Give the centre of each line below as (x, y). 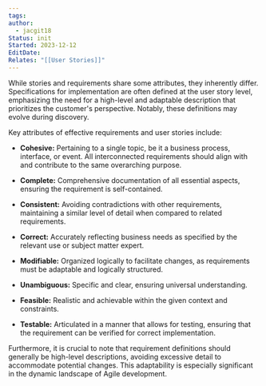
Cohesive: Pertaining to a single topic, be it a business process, (125, 148)
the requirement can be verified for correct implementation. (117, 332)
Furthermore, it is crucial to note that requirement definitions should (119, 348)
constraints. (40, 308)
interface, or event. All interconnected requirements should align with (133, 156)
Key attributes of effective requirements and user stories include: (115, 132)
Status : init (30, 38)
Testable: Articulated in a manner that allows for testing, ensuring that (135, 324)
